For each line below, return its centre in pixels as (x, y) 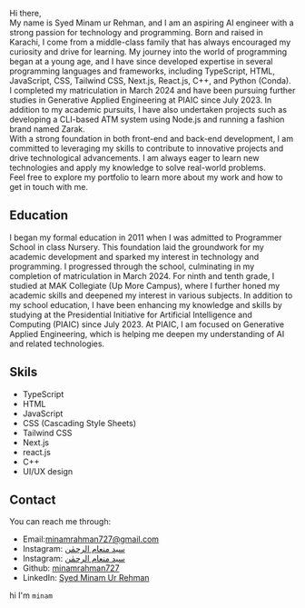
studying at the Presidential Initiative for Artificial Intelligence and (131, 314)
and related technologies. (57, 344)
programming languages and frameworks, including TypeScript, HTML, (142, 71)
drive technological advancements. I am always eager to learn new (134, 158)
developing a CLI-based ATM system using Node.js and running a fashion (147, 119)
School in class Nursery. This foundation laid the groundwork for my (137, 247)
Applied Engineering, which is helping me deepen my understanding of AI (147, 334)
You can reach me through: (60, 522)
